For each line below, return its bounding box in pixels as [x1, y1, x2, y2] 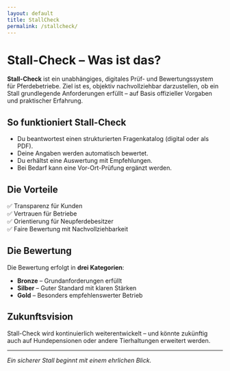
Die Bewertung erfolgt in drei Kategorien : [7, 263, 125, 271]
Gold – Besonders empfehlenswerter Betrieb [16, 291, 143, 299]
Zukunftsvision [7, 311, 73, 322]
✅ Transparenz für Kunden [7, 201, 83, 209]
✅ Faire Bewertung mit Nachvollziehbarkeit [7, 225, 129, 233]
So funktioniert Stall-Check [7, 116, 127, 128]
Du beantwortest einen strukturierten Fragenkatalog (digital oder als [16, 135, 209, 143]
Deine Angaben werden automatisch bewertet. [16, 149, 149, 157]
